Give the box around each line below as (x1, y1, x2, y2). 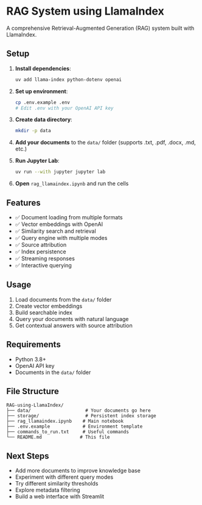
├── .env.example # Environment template (6, 423, 143, 430)
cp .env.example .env (15, 99, 70, 105)
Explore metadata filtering (15, 486, 80, 494)
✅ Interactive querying (15, 261, 72, 269)
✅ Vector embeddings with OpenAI (15, 221, 103, 228)
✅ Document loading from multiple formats (15, 213, 123, 221)
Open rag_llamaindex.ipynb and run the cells (15, 180, 129, 187)
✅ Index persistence (15, 248, 66, 255)
